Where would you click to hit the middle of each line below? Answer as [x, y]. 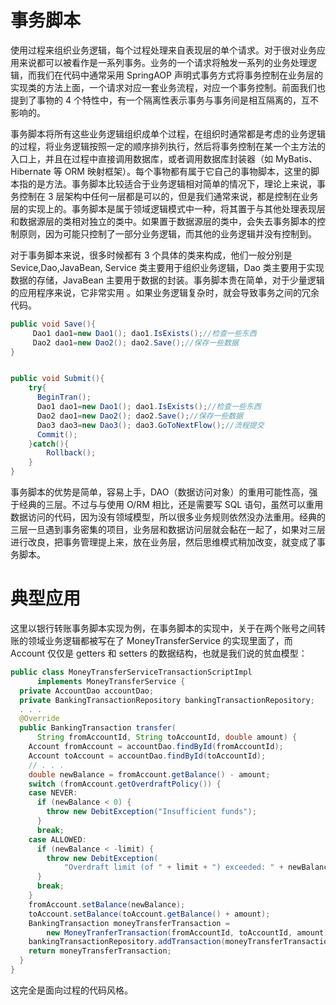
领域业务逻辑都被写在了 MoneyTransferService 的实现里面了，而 [160, 640]
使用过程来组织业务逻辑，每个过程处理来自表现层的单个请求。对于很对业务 [163, 50]
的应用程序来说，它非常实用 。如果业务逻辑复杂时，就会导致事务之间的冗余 [165, 292]
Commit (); [57, 434]
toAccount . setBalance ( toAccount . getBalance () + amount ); [149, 914]
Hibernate [31, 171]
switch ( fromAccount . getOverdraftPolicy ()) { [125, 784]
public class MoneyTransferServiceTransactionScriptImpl [131, 672]
